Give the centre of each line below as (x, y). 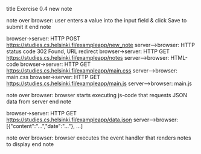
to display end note (30, 144)
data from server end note (39, 101)
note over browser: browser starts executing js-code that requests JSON (97, 95)
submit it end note (29, 27)
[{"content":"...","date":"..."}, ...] (45, 126)
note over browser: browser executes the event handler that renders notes (99, 138)
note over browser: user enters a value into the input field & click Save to (97, 20)
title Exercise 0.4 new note (39, 9)
